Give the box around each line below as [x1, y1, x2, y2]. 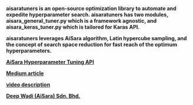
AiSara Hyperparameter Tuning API [6, 58, 94, 65]
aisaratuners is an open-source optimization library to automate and [6, 5, 177, 12]
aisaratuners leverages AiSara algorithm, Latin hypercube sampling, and [6, 35, 187, 41]
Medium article [6, 70, 44, 76]
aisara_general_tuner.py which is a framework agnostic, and [6, 17, 157, 24]
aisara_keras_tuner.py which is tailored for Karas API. [6, 23, 140, 30]
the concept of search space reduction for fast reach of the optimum [6, 41, 178, 48]
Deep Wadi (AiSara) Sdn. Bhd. [6, 93, 81, 99]
